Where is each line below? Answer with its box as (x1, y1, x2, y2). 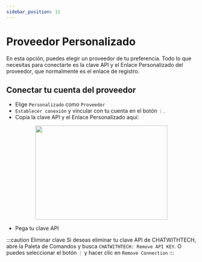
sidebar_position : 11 (6, 8, 61, 15)
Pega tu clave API (14, 225, 59, 232)
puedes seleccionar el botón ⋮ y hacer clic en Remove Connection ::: (6, 249, 174, 257)
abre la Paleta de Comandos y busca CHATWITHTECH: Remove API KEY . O (6, 243, 182, 250)
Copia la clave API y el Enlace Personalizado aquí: (14, 114, 139, 121)
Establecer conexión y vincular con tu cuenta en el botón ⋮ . (14, 107, 165, 114)
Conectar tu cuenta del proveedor (6, 85, 136, 95)
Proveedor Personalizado (6, 34, 136, 48)
